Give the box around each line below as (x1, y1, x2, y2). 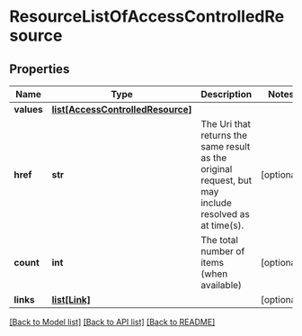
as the (200, 151, 227, 164)
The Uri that (200, 118, 252, 130)
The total (200, 234, 238, 246)
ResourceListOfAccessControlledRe (9, 6, 285, 27)
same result (200, 141, 251, 152)
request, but (200, 174, 253, 186)
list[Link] (51, 294, 92, 305)
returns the (200, 129, 247, 141)
